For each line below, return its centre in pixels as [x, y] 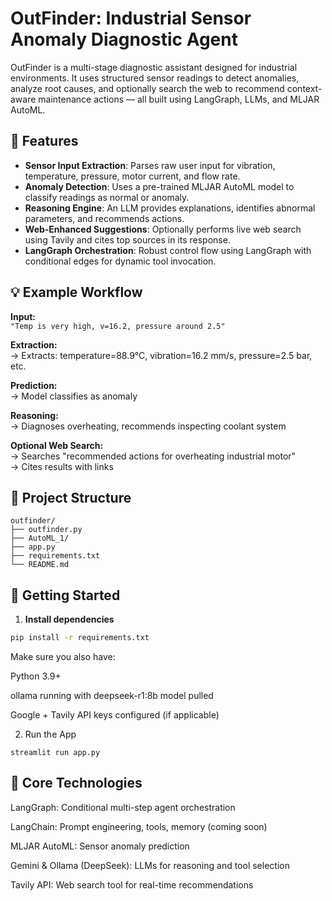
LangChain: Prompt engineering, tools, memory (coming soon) [139, 826]
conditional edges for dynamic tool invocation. [120, 261]
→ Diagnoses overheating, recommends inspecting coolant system [148, 426]
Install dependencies [69, 619]
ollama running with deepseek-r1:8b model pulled [112, 696]
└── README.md [40, 565]
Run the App [50, 734]
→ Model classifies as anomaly [74, 396]
